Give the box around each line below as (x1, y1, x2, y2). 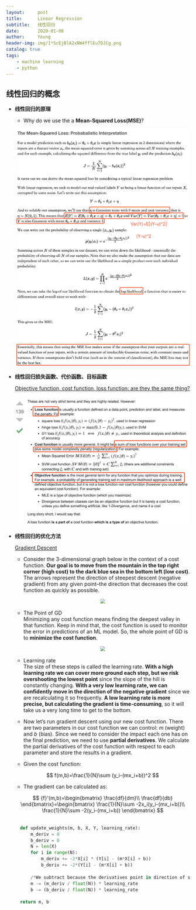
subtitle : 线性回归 (6, 22, 56, 28)
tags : (6, 53, 19, 59)
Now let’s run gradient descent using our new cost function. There (23, 717, 183, 725)
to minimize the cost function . (23, 634, 98, 641)
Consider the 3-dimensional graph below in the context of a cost (23, 555, 180, 562)
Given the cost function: (23, 760, 82, 767)
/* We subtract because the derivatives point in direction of (30, 874, 185, 880)
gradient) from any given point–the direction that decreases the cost (23, 580, 188, 588)
